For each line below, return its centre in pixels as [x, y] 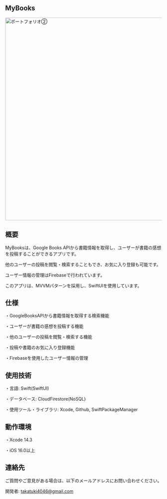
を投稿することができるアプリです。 [42, 253]
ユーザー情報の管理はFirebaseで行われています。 [55, 275]
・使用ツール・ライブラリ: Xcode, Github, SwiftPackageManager [72, 410]
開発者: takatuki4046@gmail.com [39, 491]
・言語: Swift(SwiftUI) [27, 388]
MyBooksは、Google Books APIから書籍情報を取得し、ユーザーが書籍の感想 [83, 248]
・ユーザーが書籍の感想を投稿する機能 [44, 326]
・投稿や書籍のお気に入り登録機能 [40, 348]
